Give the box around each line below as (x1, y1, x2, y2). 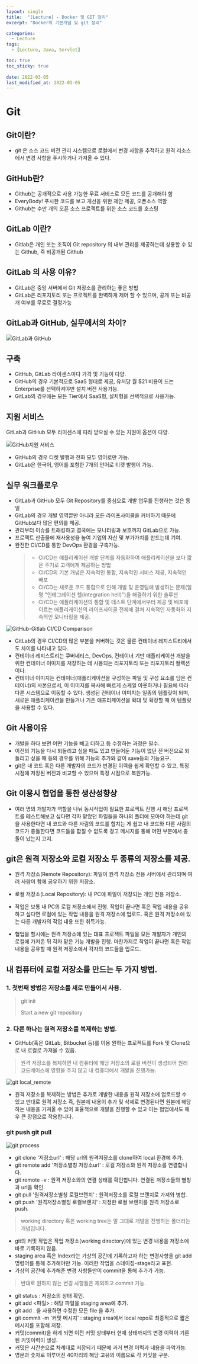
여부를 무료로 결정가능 (21, 299, 72, 306)
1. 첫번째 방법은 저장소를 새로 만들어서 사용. (6, 984, 122, 992)
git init (20, 997, 36, 1004)
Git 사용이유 (6, 723, 48, 733)
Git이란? (6, 130, 36, 140)
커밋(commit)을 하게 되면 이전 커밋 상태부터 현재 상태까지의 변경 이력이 (14, 1329, 179, 1336)
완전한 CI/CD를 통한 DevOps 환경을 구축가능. (14, 541, 120, 548)
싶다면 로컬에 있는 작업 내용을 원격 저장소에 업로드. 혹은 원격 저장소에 (25, 910, 185, 918)
